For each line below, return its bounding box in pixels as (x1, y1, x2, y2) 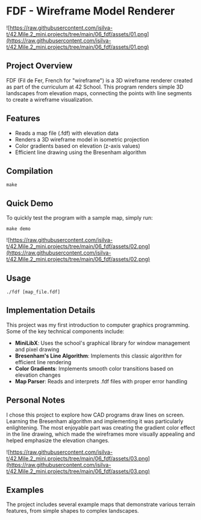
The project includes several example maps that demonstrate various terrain (6, 501, 196, 508)
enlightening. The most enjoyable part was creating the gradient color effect (6, 424, 196, 431)
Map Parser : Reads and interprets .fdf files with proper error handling (14, 377, 188, 385)
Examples (6, 485, 44, 495)
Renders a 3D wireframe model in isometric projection (14, 135, 149, 143)
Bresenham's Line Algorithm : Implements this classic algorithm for (14, 352, 182, 359)
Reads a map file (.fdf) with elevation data (14, 129, 119, 137)
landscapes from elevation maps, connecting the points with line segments (6, 89, 192, 97)
